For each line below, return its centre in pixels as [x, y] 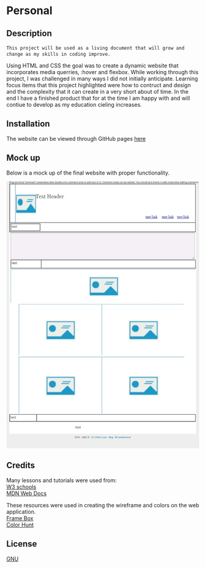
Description [29, 33]
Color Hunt [20, 524]
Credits [21, 465]
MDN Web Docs [27, 493]
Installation [28, 124]
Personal [30, 11]
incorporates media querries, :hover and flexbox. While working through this [102, 72]
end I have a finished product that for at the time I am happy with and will [98, 98]
